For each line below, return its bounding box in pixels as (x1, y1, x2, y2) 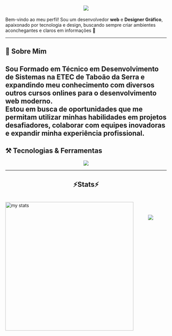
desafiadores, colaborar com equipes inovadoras (5, 121, 165, 130)
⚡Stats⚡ (73, 180, 99, 189)
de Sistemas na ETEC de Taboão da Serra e (5, 73, 145, 81)
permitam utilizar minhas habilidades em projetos (5, 113, 167, 121)
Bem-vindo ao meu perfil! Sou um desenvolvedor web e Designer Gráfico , (5, 16, 163, 23)
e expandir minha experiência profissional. (5, 129, 145, 137)
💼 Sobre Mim (5, 47, 47, 56)
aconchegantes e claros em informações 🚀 (5, 27, 96, 33)
